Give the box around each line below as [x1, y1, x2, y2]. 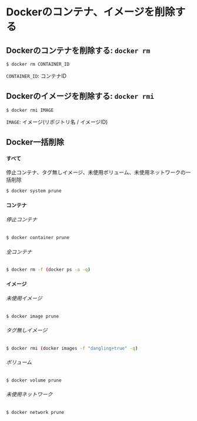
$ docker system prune [6, 188, 62, 194]
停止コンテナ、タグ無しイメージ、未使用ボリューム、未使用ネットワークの [6, 169, 186, 176]
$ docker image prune [6, 313, 59, 319]
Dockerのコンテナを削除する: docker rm [6, 45, 151, 55]
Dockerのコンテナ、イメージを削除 [6, 5, 175, 19]
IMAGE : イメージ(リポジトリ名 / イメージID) [6, 118, 108, 125]
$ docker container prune [6, 235, 69, 241]
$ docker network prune [6, 410, 65, 416]
